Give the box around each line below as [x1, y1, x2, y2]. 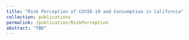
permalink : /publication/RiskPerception [6, 19, 109, 25]
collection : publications [6, 14, 71, 20]
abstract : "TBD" [6, 25, 47, 31]
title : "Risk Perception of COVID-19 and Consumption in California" [6, 8, 184, 15]
